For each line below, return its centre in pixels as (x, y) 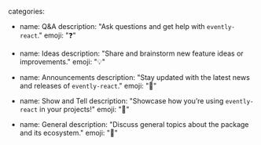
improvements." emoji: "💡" (62, 62)
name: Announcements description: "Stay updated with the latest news (134, 77)
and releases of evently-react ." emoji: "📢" (88, 86)
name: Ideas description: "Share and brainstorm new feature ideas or (131, 53)
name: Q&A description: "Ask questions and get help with (112, 26)
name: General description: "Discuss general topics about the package (134, 124)
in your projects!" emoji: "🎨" (84, 109)
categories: (26, 11)
